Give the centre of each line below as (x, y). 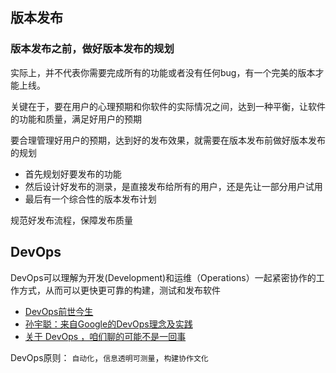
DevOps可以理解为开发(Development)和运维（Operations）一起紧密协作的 (163, 277)
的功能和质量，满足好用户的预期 (76, 119)
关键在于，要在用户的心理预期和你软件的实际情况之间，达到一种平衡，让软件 (168, 106)
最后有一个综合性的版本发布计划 (90, 199)
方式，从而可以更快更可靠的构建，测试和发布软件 (119, 290)
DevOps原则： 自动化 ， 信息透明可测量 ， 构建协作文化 (109, 357)
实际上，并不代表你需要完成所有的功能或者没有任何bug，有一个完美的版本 (163, 72)
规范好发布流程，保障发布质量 (71, 220)
